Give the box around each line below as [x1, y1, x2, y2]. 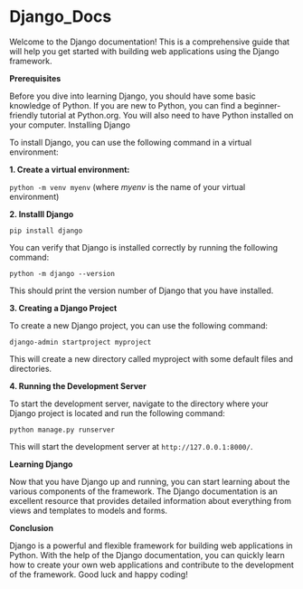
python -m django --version [9, 269, 116, 278]
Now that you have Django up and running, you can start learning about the [9, 476, 290, 487]
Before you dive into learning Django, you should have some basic [9, 90, 256, 101]
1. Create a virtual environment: [9, 164, 130, 175]
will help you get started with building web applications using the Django [9, 45, 279, 56]
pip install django [9, 226, 83, 235]
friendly [9, 109, 39, 120]
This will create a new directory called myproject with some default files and [9, 353, 294, 364]
